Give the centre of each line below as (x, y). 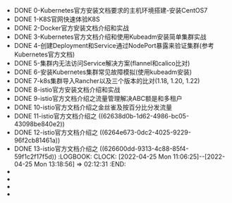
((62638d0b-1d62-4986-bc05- (144, 116)
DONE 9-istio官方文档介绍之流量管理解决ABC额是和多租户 (98, 98)
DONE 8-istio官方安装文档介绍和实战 (67, 90)
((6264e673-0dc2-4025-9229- (146, 132)
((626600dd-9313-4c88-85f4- (144, 149)
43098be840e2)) (39, 124)
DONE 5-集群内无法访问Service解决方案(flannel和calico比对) (102, 63)
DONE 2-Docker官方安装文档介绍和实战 (71, 28)
